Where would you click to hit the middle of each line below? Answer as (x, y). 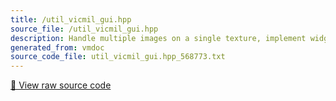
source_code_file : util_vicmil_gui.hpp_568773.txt (118, 57)
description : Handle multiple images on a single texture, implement (158, 38)
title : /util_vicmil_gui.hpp (71, 19)
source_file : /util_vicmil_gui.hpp (84, 29)
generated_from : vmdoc (57, 47)
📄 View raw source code (61, 85)
